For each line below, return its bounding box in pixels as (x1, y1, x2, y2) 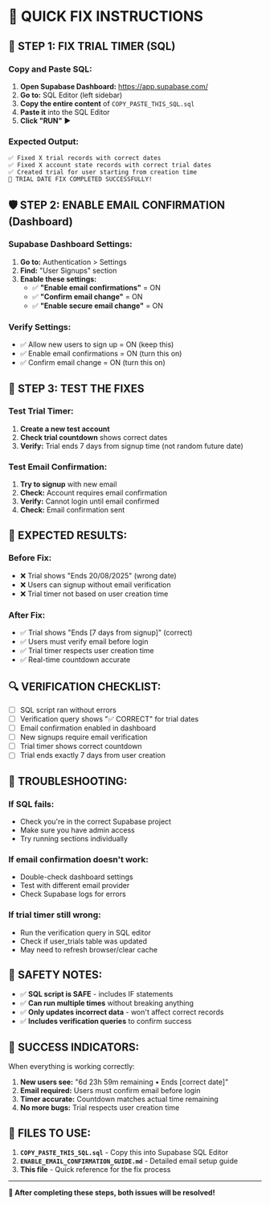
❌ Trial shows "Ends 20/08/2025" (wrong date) (19, 570, 177, 580)
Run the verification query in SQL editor (19, 927, 151, 937)
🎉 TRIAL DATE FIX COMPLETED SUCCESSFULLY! (8, 175, 153, 183)
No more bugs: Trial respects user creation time (19, 1103, 180, 1112)
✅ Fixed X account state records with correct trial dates (8, 161, 211, 170)
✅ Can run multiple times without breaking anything (19, 998, 194, 1008)
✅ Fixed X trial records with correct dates (8, 154, 162, 162)
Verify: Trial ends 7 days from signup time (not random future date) (19, 441, 243, 450)
